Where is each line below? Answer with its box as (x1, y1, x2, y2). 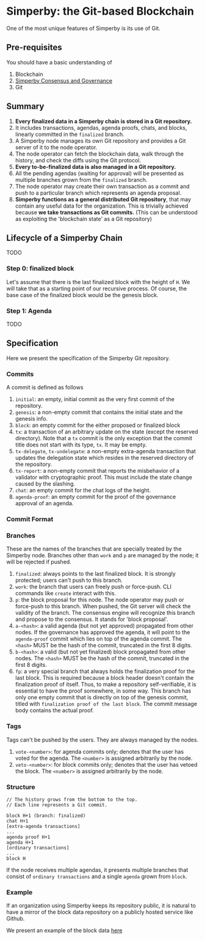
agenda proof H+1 (6, 834, 51, 840)
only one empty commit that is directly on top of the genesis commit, (15, 694, 189, 701)
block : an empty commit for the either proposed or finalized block (15, 421, 181, 429)
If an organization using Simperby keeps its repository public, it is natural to (6, 902, 196, 909)
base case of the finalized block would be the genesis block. (6, 291, 159, 298)
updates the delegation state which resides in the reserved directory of (15, 454, 194, 462)
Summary (6, 101, 45, 111)
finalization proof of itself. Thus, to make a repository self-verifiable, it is (15, 681, 196, 688)
